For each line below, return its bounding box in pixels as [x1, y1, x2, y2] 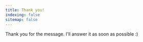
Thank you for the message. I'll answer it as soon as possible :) [5, 31, 138, 37]
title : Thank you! [5, 7, 45, 13]
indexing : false [5, 12, 40, 17]
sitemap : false [5, 17, 38, 22]
